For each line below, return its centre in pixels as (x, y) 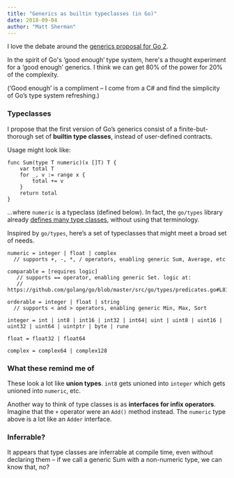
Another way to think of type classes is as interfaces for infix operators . (111, 404)
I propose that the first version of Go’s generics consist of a (92, 129)
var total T (37, 169)
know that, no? (29, 467)
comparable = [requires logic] (53, 271)
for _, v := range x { (53, 175)
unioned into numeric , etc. (44, 390)
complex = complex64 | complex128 (57, 350)
